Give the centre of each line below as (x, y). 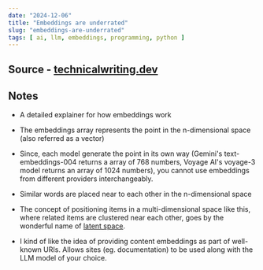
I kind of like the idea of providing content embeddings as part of (125, 242)
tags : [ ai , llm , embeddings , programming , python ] (96, 37)
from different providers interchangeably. (86, 179)
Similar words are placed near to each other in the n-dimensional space (135, 194)
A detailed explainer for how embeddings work (95, 115)
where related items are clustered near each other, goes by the (122, 218)
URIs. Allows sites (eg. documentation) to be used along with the (148, 250)
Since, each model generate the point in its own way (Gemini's (121, 153)
